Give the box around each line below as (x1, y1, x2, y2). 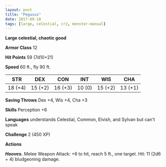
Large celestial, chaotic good (5, 35, 66, 41)
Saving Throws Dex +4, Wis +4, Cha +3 (5, 97, 88, 103)
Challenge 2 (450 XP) (5, 131, 51, 137)
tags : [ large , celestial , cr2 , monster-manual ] (5, 21, 106, 26)
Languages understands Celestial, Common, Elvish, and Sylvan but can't (5, 116, 156, 122)
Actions (5, 141, 22, 147)
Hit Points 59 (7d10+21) (5, 54, 54, 60)
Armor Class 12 (5, 44, 37, 50)
